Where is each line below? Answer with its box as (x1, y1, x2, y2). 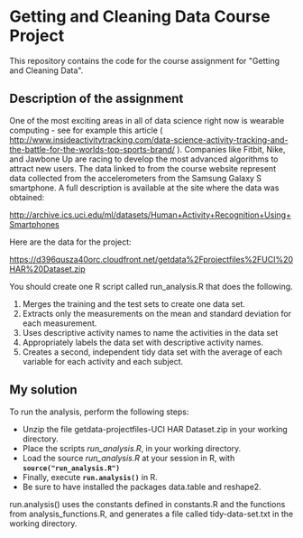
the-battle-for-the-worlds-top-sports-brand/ (9, 144, 176, 154)
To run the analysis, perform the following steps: (9, 406, 189, 417)
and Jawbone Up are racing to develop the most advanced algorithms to (9, 153, 279, 164)
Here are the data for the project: (9, 237, 133, 247)
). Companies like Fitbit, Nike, (177, 144, 286, 154)
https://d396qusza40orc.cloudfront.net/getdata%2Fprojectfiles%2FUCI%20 (9, 254, 294, 264)
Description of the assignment (9, 91, 184, 107)
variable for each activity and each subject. (22, 356, 184, 366)
